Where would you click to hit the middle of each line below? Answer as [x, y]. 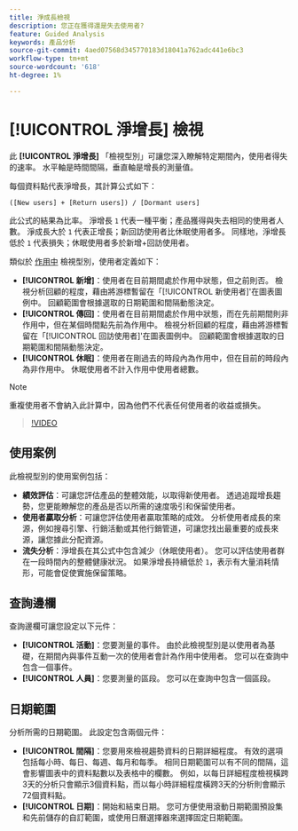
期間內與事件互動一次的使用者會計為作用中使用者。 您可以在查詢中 [167, 656]
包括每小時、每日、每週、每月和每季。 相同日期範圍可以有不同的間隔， [151, 762]
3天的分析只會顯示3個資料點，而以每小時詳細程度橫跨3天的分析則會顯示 [153, 784]
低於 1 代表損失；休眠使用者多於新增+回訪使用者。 [102, 242]
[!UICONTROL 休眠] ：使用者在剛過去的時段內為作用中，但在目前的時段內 [155, 358]
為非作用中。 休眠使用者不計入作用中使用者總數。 [113, 368]
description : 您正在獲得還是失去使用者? [77, 26]
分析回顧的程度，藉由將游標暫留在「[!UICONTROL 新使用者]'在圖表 [152, 291]
